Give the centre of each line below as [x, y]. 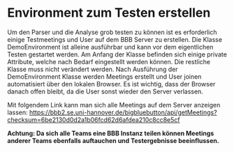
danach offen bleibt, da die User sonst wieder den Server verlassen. [105, 91]
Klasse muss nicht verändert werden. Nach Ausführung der [93, 69]
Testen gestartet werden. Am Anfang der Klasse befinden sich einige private [117, 54]
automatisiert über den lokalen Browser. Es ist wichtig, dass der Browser [111, 84]
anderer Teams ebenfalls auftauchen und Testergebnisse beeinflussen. [114, 140]
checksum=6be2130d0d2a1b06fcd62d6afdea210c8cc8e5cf [94, 119]
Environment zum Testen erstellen [109, 13]
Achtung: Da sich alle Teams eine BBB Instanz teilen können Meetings [111, 133]
